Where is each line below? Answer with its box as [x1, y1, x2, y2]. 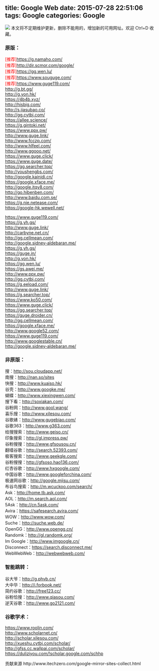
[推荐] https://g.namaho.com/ [5, 56, 63, 62]
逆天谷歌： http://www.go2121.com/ [5, 600, 75, 606]
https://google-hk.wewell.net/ [5, 205, 64, 211]
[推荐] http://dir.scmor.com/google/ [5, 63, 74, 69]
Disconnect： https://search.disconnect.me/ [5, 544, 93, 551]
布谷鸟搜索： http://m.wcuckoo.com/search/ [5, 483, 93, 490]
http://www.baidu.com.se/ [5, 194, 57, 201]
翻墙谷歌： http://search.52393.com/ [5, 447, 78, 453]
